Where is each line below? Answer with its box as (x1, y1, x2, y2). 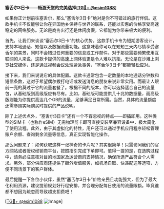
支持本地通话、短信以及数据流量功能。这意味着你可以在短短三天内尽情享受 (5, 44, 155, 49)
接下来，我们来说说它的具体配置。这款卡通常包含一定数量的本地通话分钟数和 (5, 73, 159, 78)
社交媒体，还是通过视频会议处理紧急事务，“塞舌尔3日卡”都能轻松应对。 (9, 62, 153, 68)
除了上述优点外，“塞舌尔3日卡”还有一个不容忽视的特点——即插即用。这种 (5, 113, 153, 119)
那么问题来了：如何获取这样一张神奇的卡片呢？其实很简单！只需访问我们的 (5, 142, 155, 148)
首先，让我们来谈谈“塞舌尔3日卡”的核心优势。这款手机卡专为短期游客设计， (5, 38, 157, 43)
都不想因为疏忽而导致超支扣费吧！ (5, 189, 74, 194)
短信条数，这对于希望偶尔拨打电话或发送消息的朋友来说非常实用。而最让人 (5, 78, 155, 84)
